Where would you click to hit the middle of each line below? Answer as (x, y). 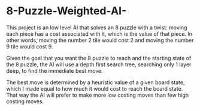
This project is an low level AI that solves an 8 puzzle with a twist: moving (97, 27)
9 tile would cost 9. (30, 47)
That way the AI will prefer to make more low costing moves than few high (98, 95)
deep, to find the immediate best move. (54, 70)
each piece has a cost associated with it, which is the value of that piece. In (99, 33)
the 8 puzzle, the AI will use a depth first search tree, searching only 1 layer (99, 64)
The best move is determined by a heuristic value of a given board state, (96, 82)
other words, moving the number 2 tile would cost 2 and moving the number (100, 40)
